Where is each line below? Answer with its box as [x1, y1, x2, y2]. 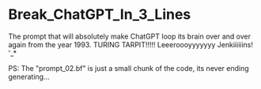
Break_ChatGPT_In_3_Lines [8, 6, 191, 24]
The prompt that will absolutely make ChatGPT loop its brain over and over [8, 32, 252, 41]
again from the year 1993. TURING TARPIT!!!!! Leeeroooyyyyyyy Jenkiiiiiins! [8, 39, 253, 49]
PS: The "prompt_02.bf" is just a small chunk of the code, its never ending [8, 63, 249, 72]
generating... [8, 72, 50, 81]
